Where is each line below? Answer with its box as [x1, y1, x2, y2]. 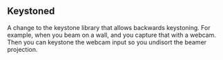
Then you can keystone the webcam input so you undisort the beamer [7, 37, 207, 46]
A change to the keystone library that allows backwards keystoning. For [7, 23, 211, 31]
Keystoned [7, 5, 55, 17]
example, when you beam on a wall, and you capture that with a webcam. [7, 31, 216, 39]
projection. [7, 45, 38, 53]
